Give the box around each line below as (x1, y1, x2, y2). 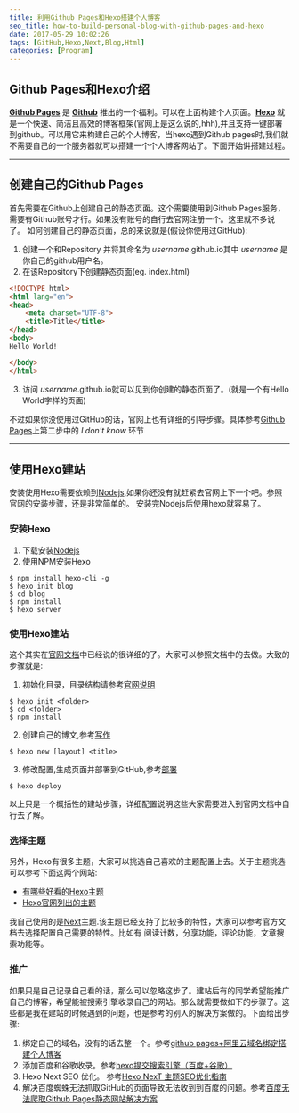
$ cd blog (9, 589, 46, 598)
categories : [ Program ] (9, 46, 93, 55)
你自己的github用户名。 (21, 255, 109, 266)
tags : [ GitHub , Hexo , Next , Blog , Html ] (9, 37, 145, 47)
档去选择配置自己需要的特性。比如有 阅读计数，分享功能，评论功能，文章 (9, 927, 277, 938)
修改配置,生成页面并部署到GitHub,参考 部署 (21, 763, 178, 774)
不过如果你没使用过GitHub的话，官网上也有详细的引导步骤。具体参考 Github (9, 414, 286, 425)
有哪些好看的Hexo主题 (21, 886, 104, 897)
